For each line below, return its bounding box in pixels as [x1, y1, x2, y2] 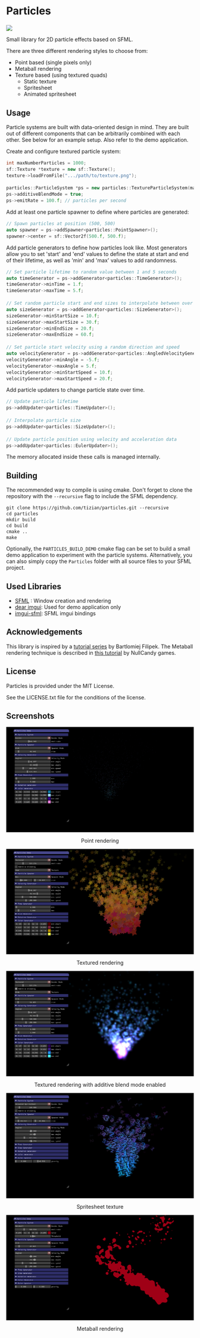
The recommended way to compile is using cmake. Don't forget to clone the [6, 486, 193, 493]
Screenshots [6, 711, 55, 721]
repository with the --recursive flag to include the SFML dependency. [6, 493, 178, 500]
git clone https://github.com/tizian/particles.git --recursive [6, 505, 169, 511]
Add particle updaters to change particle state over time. [6, 386, 145, 393]
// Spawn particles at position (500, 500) [6, 221, 116, 227]
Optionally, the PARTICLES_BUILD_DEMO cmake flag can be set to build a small [6, 545, 190, 552]
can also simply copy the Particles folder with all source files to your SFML [6, 558, 192, 565]
